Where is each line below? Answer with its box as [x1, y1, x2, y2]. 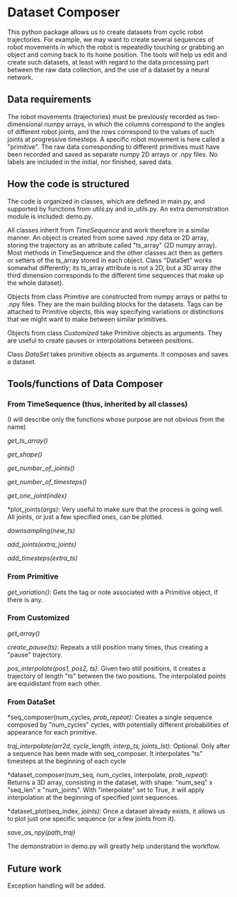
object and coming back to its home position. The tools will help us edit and [7, 50, 228, 59]
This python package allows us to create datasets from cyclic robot [7, 28, 204, 36]
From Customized [7, 613, 70, 623]
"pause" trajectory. [7, 650, 63, 659]
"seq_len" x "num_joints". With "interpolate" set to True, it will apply [7, 786, 204, 794]
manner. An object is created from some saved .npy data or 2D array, [7, 233, 209, 242]
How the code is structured [7, 178, 129, 190]
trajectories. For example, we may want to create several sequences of [7, 35, 214, 43]
